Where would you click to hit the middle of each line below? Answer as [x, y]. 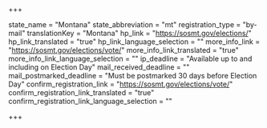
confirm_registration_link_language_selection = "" [90, 101]
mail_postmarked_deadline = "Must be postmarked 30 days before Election [133, 76]
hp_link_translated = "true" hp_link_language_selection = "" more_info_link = [134, 42]
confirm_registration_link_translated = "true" [81, 92]
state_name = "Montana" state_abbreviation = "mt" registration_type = [125, 24]
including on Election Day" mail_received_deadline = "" [99, 67]
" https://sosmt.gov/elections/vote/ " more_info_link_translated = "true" [123, 50]
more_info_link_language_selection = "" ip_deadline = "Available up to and [130, 58]
